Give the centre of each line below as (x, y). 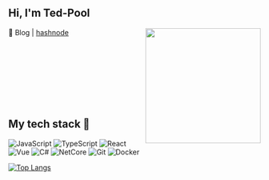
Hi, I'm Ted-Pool (49, 13)
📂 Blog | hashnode (39, 32)
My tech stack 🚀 (49, 124)
